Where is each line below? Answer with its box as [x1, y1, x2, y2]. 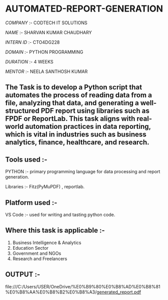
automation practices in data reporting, [25, 122, 151, 131]
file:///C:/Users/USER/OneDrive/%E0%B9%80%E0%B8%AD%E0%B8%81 [5, 283, 160, 289]
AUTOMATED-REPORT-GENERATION [5, 3, 163, 15]
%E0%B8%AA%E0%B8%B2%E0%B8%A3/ [5, 289, 97, 295]
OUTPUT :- [5, 270, 40, 279]
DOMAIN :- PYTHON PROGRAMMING [5, 49, 83, 55]
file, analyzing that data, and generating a [5, 99, 139, 107]
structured [5, 107, 39, 115]
